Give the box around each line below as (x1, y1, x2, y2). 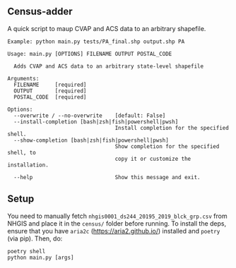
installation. (7, 162, 49, 169)
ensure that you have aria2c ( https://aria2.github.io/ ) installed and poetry (7, 226, 220, 235)
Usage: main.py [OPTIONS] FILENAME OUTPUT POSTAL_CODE (7, 50, 172, 57)
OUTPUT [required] (13, 87, 87, 95)
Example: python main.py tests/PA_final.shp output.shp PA (7, 38, 185, 45)
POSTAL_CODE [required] (13, 93, 87, 101)
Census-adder (7, 6, 73, 18)
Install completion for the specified (114, 124, 230, 131)
